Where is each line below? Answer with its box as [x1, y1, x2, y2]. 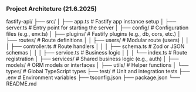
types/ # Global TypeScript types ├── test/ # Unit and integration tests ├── [6, 68, 190, 75]
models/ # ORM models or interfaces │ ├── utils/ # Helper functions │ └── [6, 62, 189, 69]
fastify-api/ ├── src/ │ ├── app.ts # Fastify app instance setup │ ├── [6, 18, 177, 25]
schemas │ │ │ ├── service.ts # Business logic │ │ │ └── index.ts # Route [6, 49, 188, 56]
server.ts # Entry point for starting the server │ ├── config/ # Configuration [6, 24, 189, 31]
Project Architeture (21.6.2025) [6, 5, 97, 13]
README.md [6, 80, 37, 87]
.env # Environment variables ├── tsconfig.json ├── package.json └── [6, 74, 180, 81]
